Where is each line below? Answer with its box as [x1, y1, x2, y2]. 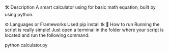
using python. [5, 12, 34, 17]
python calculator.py [5, 42, 48, 48]
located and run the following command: [5, 32, 90, 38]
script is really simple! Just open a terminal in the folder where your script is [5, 27, 164, 33]
